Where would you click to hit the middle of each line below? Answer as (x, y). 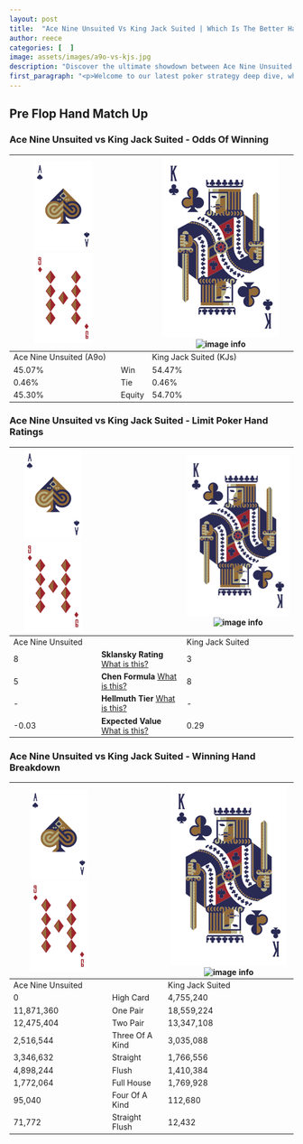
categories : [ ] (42, 48)
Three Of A (132, 1036)
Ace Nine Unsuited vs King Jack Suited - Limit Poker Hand (139, 421)
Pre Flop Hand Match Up (79, 114)
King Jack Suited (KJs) (194, 358)
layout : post (34, 19)
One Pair (128, 1010)
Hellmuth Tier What (138, 699)
